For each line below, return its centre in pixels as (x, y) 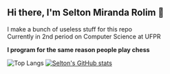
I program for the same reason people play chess (78, 49)
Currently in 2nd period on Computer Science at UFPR (84, 36)
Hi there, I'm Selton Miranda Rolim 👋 (86, 13)
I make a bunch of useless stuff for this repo (70, 29)
